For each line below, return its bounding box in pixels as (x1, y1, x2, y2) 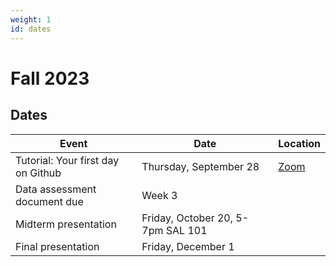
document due (15, 194, 84, 208)
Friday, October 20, (141, 211, 233, 225)
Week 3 (141, 188, 178, 202)
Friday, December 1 (141, 239, 235, 253)
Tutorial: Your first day (15, 153, 120, 167)
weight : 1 (10, 14, 52, 25)
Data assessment (15, 182, 97, 196)
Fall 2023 (10, 67, 90, 90)
